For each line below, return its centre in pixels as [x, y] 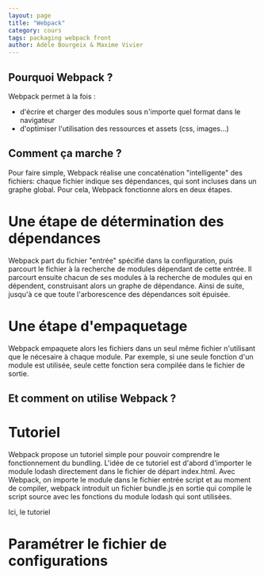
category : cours [35, 30]
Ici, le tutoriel [29, 512]
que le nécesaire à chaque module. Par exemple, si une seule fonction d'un [131, 356]
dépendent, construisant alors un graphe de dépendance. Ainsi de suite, [126, 286]
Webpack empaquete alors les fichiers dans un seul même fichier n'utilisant [132, 348]
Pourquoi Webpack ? [61, 77]
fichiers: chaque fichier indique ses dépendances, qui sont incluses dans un [132, 181]
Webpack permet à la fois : [52, 96]
